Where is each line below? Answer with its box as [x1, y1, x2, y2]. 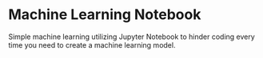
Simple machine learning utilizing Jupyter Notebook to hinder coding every [8, 32, 256, 41]
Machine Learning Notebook [8, 6, 201, 24]
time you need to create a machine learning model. [8, 40, 176, 49]
